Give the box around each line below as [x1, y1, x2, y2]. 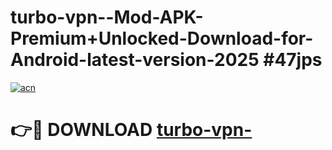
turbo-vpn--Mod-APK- [10, 6, 204, 29]
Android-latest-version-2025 [10, 49, 260, 71]
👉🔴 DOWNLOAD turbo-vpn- [10, 119, 253, 141]
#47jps [263, 49, 323, 71]
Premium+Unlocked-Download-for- [10, 27, 314, 50]
